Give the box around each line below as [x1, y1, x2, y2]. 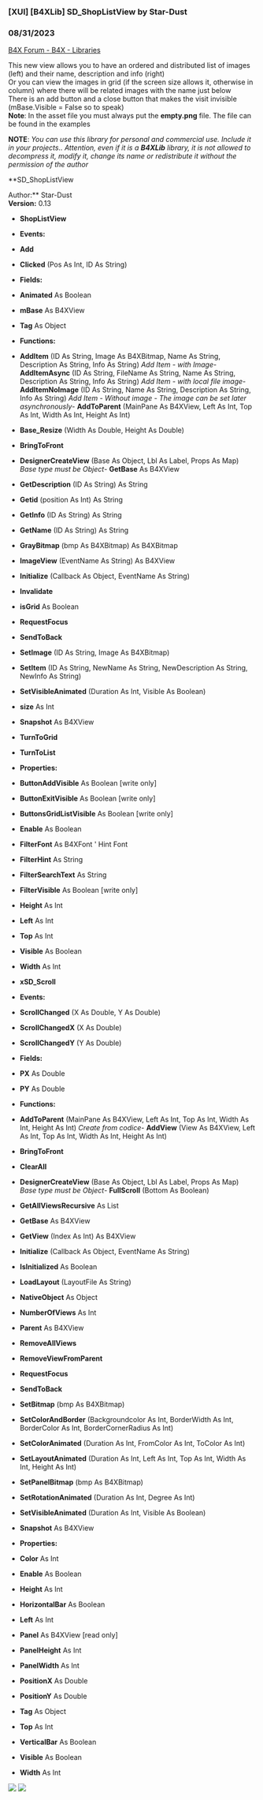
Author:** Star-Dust [8, 190, 72, 200]
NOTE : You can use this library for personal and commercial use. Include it [8, 135, 252, 144]
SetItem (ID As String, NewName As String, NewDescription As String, [19, 663, 248, 673]
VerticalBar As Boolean [19, 1738, 97, 1747]
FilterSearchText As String [19, 870, 107, 879]
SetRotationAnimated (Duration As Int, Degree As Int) [19, 1493, 195, 1503]
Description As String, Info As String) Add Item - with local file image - [19, 377, 246, 387]
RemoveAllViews [19, 1339, 77, 1348]
